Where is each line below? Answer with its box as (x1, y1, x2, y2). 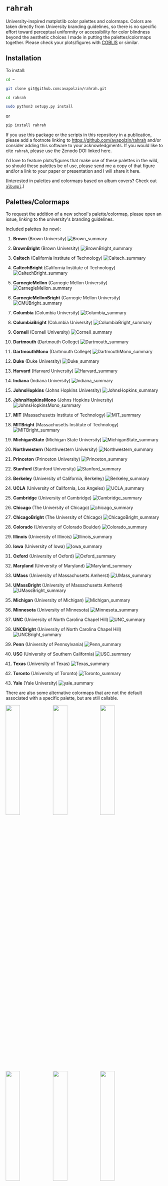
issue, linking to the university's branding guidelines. (5, 216, 114, 222)
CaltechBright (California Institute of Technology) (12, 264, 115, 271)
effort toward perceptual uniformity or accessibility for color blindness (5, 29, 150, 35)
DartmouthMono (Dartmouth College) (12, 348, 92, 354)
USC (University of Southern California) (12, 651, 94, 657)
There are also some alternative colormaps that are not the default (5, 690, 142, 696)
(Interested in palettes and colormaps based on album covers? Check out (5, 178, 157, 184)
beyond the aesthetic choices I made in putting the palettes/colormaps (5, 34, 151, 40)
